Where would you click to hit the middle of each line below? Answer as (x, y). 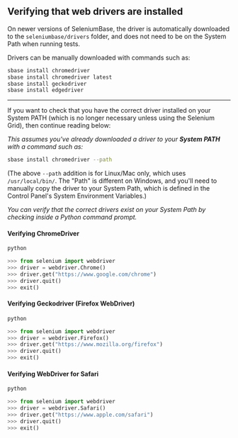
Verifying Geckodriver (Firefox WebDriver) (71, 303)
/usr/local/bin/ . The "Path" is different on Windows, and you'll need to (112, 181)
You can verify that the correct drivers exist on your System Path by (107, 210)
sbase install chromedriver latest (60, 77)
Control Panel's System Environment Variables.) (77, 196)
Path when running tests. (44, 44)
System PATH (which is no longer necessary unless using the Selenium (111, 118)
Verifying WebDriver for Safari (53, 374)
